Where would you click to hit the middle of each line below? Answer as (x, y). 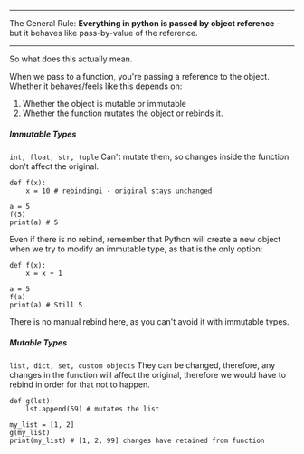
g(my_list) (30, 432)
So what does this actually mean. (71, 59)
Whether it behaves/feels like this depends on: (96, 86)
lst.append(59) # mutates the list (93, 409)
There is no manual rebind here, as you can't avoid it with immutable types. (149, 321)
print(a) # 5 (34, 222)
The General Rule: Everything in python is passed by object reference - (145, 23)
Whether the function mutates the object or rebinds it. (123, 113)
